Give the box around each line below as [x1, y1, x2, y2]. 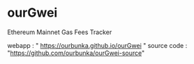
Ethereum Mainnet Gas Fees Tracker [7, 28, 112, 36]
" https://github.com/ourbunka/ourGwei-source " [7, 49, 145, 57]
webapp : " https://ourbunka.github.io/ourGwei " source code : [7, 41, 188, 49]
